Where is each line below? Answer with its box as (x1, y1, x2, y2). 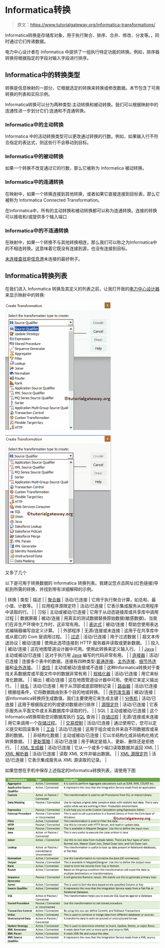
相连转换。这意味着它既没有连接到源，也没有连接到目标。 (13, 245, 130, 251)
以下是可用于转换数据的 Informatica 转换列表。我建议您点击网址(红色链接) (5, 580, 154, 586)
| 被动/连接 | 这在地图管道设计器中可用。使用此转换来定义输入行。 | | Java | (5, 646, 157, 652)
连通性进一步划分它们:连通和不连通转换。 (5, 107, 88, 113)
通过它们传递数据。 (9, 38, 48, 44)
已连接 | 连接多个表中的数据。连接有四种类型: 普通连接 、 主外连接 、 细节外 (5, 658, 152, 664)
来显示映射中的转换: (5, 292, 46, 298)
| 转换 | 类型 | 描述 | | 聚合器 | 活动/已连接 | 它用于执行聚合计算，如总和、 (5, 597, 152, 602)
